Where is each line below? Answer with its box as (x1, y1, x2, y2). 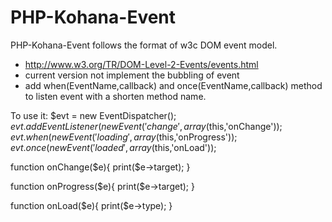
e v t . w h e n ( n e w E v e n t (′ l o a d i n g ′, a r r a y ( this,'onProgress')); (10, 131, 238, 143)
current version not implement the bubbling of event (24, 69, 240, 81)
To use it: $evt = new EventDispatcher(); (10, 109, 177, 121)
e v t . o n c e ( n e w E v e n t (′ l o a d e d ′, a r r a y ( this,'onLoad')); (10, 141, 217, 153)
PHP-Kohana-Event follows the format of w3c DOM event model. (10, 39, 278, 51)
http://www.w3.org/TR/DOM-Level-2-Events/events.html (24, 58, 259, 70)
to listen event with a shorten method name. (24, 90, 207, 102)
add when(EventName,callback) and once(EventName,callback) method (24, 79, 323, 91)
